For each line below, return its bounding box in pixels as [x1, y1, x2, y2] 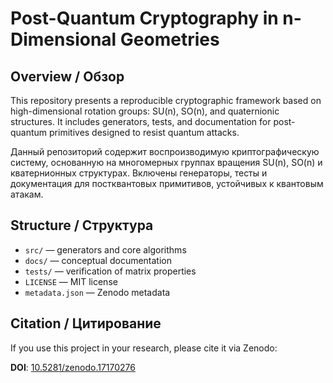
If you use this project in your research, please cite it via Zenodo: [10, 342, 278, 354]
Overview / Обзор [10, 68, 125, 85]
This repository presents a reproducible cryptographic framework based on [10, 95, 322, 106]
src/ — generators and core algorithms [24, 243, 187, 256]
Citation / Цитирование [10, 315, 162, 332]
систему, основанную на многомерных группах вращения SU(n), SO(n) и [10, 157, 323, 168]
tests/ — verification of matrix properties [24, 265, 197, 277]
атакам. [10, 188, 44, 200]
